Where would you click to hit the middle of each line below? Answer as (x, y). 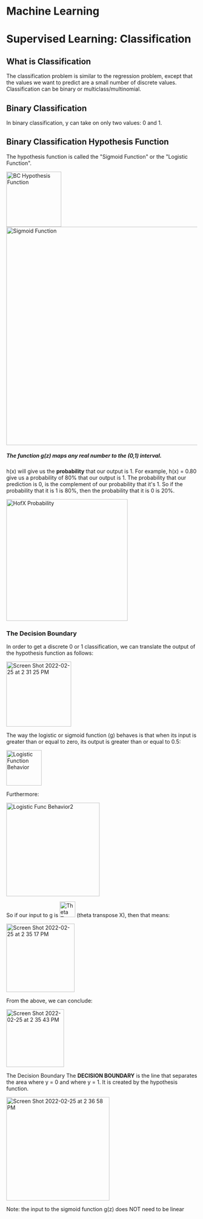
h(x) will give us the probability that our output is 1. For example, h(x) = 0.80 (101, 471)
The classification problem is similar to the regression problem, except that (99, 76)
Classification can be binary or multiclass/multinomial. (74, 89)
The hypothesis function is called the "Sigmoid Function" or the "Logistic (97, 156)
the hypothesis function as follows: (50, 653)
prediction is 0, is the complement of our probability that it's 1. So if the (95, 484)
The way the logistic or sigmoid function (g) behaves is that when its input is (101, 735)
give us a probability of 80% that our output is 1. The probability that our (96, 477)
